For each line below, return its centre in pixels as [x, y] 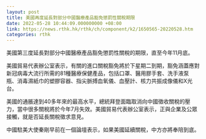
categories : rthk [29, 35]
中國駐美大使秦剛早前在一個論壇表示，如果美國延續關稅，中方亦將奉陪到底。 [103, 130]
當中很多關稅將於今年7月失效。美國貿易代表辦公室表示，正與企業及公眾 [107, 109]
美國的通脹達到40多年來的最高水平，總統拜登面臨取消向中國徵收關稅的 [96, 102]
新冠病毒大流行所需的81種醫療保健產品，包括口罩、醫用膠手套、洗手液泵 [98, 73]
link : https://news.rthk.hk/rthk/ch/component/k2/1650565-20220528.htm [100, 29]
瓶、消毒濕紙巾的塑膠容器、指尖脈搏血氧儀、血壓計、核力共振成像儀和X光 [100, 81]
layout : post [23, 12]
